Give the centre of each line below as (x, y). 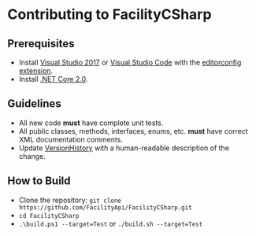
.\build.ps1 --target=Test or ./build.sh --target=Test (111, 223)
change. (32, 156)
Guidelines (34, 104)
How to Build (39, 181)
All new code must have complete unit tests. (91, 123)
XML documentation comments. (71, 139)
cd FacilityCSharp (49, 216)
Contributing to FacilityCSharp (109, 15)
